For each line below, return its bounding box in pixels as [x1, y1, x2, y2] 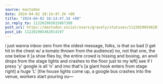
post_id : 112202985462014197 [5, 29, 64, 34]
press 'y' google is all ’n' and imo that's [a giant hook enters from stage [5, 63, 147, 69]
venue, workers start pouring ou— [5, 73, 74, 79]
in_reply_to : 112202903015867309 [5, 20, 73, 26]
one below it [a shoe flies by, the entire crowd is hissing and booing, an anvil [5, 53, 158, 58]
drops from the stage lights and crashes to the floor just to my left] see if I [5, 58, 152, 64]
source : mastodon [5, 7, 40, 12]
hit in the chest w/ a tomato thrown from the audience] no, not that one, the [5, 48, 156, 54]
